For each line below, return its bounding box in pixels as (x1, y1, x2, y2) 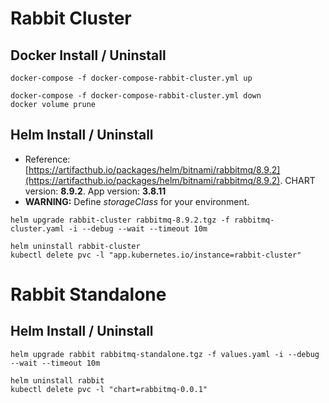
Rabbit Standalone (10, 283, 167, 306)
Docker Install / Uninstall (10, 47, 167, 64)
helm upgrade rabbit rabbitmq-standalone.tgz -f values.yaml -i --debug (10, 349, 320, 359)
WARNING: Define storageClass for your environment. (24, 195, 250, 207)
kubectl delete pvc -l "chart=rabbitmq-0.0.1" (10, 384, 208, 394)
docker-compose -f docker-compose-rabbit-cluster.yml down (10, 91, 262, 101)
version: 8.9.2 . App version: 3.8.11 (24, 185, 167, 197)
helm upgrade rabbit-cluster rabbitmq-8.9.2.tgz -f (10, 215, 230, 225)
